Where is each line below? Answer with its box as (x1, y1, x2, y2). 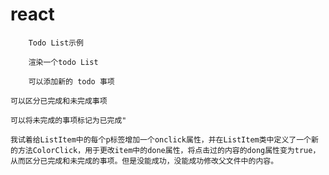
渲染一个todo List (28, 57, 99, 67)
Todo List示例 (28, 38, 84, 48)
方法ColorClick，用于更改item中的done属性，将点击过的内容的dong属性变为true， (17, 145, 321, 155)
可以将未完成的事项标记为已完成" (10, 115, 127, 125)
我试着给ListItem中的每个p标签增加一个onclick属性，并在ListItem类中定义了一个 (10, 134, 312, 145)
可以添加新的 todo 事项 (28, 76, 115, 87)
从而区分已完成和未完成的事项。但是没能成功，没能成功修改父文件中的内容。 (10, 156, 279, 166)
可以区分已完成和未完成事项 (10, 96, 108, 106)
